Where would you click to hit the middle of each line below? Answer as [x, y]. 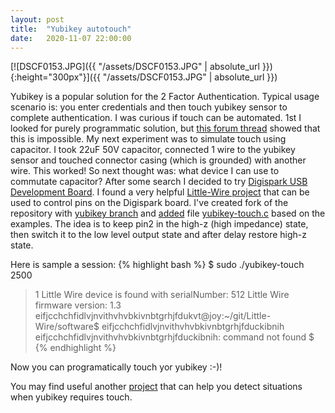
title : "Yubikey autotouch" [71, 29]
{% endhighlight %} [75, 348]
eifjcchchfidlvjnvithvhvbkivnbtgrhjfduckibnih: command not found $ [174, 337]
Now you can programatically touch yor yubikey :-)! [116, 367]
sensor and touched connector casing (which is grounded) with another [158, 160]
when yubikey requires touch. [71, 397]
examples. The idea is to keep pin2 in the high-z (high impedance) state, [159, 224]
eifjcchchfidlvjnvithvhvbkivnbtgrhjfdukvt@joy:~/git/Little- [153, 316]
